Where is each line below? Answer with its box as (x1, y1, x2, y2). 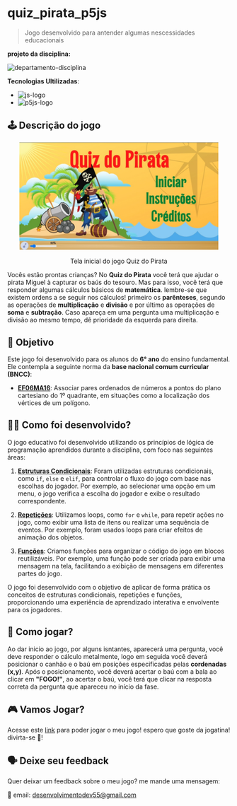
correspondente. (17, 496, 67, 505)
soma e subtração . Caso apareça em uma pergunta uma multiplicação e (7, 308, 219, 317)
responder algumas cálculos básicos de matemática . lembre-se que (7, 286, 207, 294)
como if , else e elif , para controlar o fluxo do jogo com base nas (17, 474, 211, 482)
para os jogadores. (7, 605, 62, 614)
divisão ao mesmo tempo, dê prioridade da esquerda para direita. (7, 316, 198, 325)
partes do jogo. (17, 569, 62, 578)
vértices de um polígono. (17, 399, 91, 407)
